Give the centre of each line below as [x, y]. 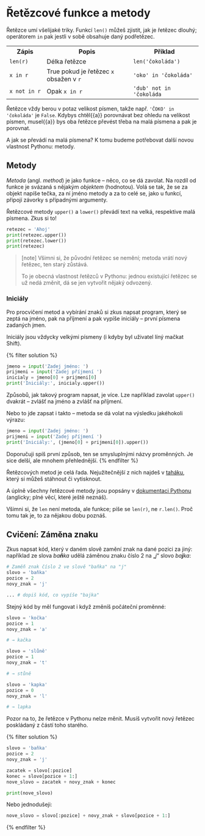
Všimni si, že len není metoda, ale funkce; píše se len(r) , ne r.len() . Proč [100, 509]
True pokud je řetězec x [81, 71]
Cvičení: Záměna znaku [52, 535]
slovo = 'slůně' [27, 651]
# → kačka [19, 640]
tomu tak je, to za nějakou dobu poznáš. [56, 515]
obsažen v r [64, 79]
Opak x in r [65, 91]
